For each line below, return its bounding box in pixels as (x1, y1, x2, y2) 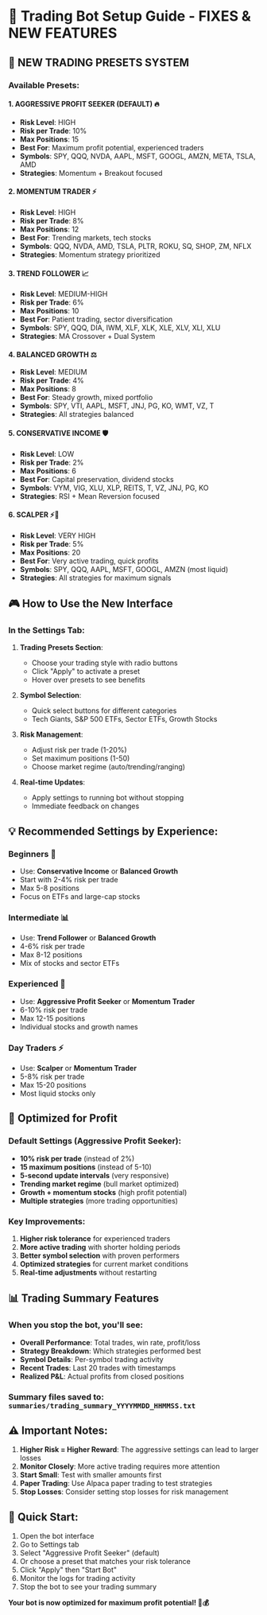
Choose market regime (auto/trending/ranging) (31, 762, 185, 772)
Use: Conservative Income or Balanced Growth (19, 866, 179, 876)
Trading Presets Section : (19, 643, 103, 652)
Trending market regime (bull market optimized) (19, 1179, 180, 1189)
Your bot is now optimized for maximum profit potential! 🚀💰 (8, 1598, 210, 1608)
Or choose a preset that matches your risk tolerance (19, 1557, 191, 1566)
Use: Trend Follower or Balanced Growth (19, 933, 157, 943)
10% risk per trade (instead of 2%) (19, 1154, 135, 1163)
